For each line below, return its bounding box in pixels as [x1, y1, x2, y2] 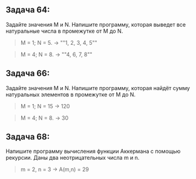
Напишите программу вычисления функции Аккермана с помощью [5, 148, 181, 155]
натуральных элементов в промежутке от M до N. [5, 91, 136, 98]
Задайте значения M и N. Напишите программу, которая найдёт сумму [5, 84, 190, 91]
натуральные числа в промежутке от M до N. [5, 27, 123, 34]
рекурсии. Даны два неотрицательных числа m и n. [5, 154, 140, 161]
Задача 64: [5, 5, 50, 15]
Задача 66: [5, 68, 50, 79]
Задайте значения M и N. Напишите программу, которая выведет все [5, 21, 186, 28]
